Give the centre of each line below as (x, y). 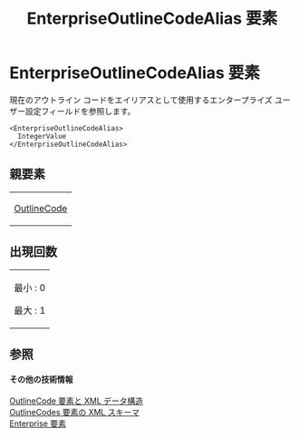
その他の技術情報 (41, 379)
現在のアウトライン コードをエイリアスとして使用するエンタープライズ (141, 100)
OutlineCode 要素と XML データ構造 (77, 401)
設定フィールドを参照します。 (80, 111)
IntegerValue (42, 136)
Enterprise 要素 (38, 423)
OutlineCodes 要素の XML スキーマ (75, 413)
